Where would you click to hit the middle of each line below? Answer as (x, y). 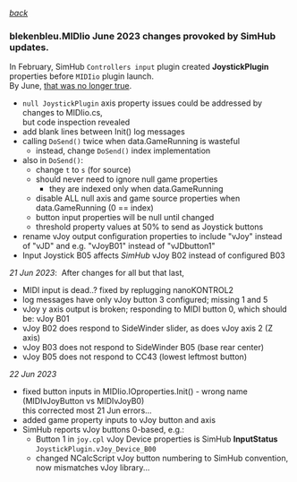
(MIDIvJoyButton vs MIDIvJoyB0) (83, 401)
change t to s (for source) (83, 170)
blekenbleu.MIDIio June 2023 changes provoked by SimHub (142, 36)
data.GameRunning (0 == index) (94, 208)
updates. (29, 47)
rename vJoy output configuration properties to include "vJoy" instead (152, 237)
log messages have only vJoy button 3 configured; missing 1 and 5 (145, 300)
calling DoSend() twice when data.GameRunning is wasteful (131, 142)
